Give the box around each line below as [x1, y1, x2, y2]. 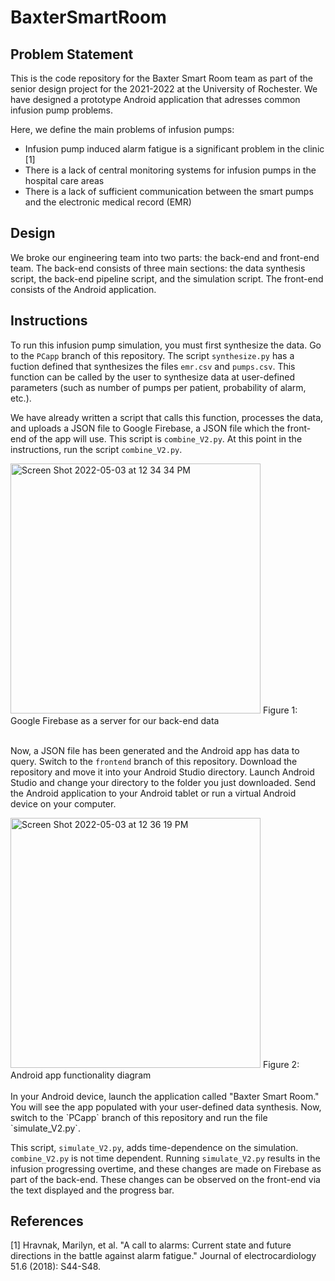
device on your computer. [10, 797, 117, 810]
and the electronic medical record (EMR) [24, 196, 192, 208]
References [10, 1213, 84, 1230]
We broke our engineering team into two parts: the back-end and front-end [10, 251, 320, 263]
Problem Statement [10, 46, 134, 63]
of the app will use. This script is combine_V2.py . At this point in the [28, 432, 303, 445]
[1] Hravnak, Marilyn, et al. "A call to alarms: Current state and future [10, 1239, 292, 1251]
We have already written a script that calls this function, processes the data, [10, 411, 324, 423]
